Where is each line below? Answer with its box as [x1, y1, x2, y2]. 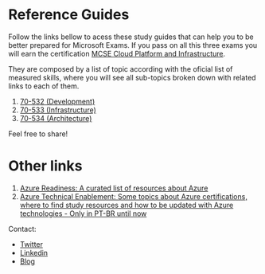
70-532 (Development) [19, 96, 95, 106]
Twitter [19, 239, 44, 249]
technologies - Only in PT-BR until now [19, 209, 147, 218]
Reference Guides [8, 6, 130, 24]
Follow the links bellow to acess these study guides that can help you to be [8, 32, 255, 41]
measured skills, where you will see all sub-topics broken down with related [8, 72, 256, 82]
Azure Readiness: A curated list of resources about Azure [19, 183, 208, 193]
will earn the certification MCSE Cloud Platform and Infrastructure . [8, 49, 226, 58]
